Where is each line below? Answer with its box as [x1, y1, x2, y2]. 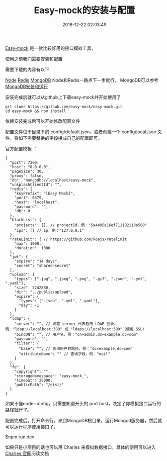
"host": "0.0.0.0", [10, 164, 51, 169]
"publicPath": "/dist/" [14, 382, 64, 387]
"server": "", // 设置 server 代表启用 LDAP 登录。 [14, 321, 118, 326]
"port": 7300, [10, 160, 39, 165]
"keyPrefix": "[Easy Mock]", [14, 191, 75, 196]
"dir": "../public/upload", [14, 290, 73, 295]
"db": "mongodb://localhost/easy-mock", [10, 177, 96, 182]
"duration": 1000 [14, 245, 51, 250]
